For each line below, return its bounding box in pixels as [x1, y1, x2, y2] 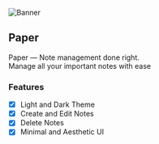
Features [8, 81, 45, 92]
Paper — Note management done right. [8, 53, 140, 62]
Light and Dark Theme [19, 100, 96, 109]
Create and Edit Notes [19, 109, 95, 119]
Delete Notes [19, 118, 65, 128]
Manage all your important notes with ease [8, 61, 152, 70]
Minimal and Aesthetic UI [19, 127, 104, 137]
